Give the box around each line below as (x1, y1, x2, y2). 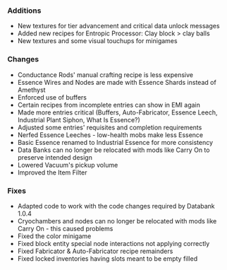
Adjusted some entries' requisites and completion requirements (17, 123, 202, 131)
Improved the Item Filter (17, 168, 87, 177)
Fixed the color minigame (17, 232, 92, 240)
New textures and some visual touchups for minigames (17, 37, 178, 45)
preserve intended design (17, 153, 93, 161)
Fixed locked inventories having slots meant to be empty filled (17, 254, 198, 263)
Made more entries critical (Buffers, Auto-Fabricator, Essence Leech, (17, 108, 218, 117)
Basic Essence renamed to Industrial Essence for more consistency (17, 138, 214, 146)
